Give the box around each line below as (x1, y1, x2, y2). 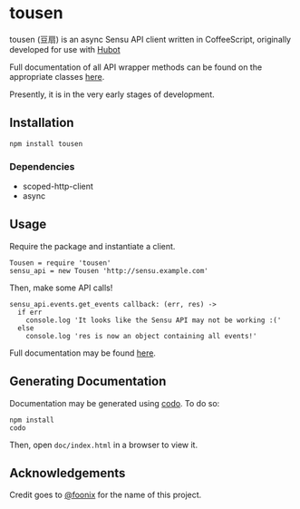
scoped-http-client (22, 181, 93, 192)
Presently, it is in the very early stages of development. (9, 89, 215, 100)
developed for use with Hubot (9, 44, 121, 54)
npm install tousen (9, 139, 83, 148)
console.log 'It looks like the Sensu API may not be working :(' (25, 316, 282, 325)
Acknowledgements (9, 465, 126, 481)
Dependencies (9, 160, 75, 172)
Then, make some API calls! (9, 282, 113, 293)
